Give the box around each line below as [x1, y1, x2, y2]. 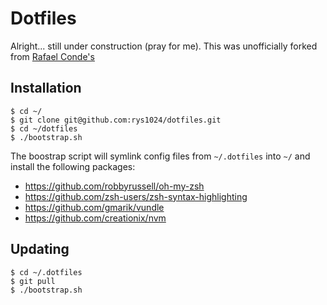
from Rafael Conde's [10, 50, 95, 62]
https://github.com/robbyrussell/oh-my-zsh [24, 180, 205, 192]
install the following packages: [10, 160, 136, 172]
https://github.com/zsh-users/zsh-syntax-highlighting [24, 190, 248, 202]
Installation [10, 80, 82, 97]
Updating [10, 241, 70, 258]
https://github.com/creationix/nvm [24, 212, 167, 224]
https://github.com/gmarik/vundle [24, 201, 165, 213]
